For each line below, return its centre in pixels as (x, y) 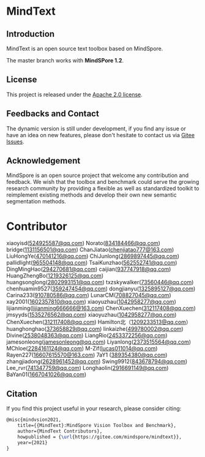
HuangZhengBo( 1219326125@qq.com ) (55, 276)
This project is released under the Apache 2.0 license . (74, 94)
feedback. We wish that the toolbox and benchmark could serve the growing (103, 182)
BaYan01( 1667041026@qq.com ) (47, 374)
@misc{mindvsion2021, (34, 420)
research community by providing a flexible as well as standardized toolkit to (103, 189)
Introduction (31, 34)
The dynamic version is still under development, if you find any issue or (96, 128)
